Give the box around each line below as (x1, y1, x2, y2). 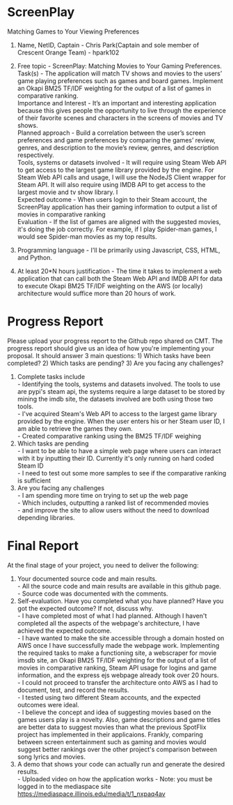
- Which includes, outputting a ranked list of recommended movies (17, 498, 209, 507)
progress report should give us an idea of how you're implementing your (7, 344, 215, 353)
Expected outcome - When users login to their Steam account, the (17, 195, 207, 203)
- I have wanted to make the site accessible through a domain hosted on (17, 633, 225, 642)
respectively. (17, 151, 54, 159)
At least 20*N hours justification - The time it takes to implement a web (17, 267, 222, 275)
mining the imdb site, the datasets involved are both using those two (17, 394, 214, 403)
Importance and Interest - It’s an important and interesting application (17, 98, 217, 107)
